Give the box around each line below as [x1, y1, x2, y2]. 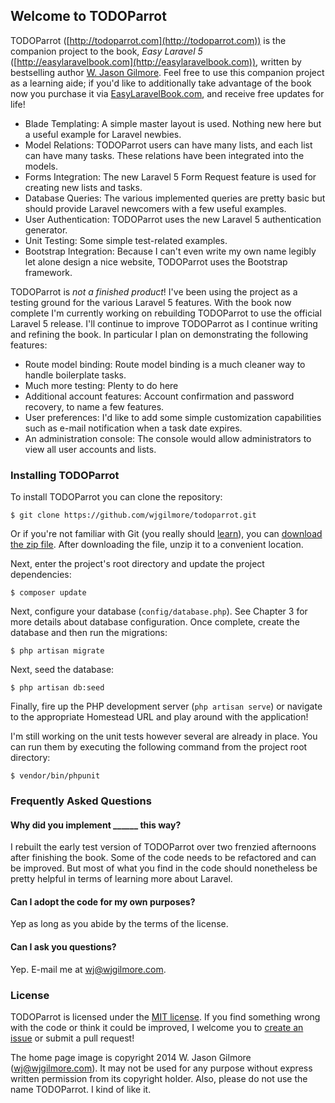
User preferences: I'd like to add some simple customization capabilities [24, 411, 322, 423]
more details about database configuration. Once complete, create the [10, 616, 300, 628]
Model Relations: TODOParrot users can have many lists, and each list [24, 139, 313, 151]
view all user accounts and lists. [24, 443, 157, 455]
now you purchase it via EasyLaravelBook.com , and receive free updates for [10, 87, 325, 99]
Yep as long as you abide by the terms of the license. [10, 918, 229, 930]
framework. [24, 266, 73, 278]
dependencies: [10, 569, 72, 581]
